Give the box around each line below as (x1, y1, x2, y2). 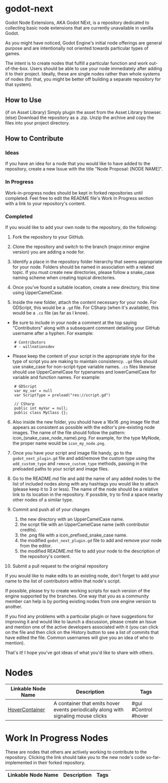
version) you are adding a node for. (12, 249, 85, 255)
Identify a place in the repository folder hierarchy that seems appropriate (12, 258, 162, 265)
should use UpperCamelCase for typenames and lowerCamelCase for (12, 369, 156, 375)
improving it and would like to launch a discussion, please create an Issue (5, 618, 156, 625)
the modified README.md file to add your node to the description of (19, 548, 160, 554)
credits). (19, 527, 37, 533)
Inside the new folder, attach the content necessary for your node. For (12, 299, 157, 305)
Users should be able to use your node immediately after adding (29, 65, 162, 71)
